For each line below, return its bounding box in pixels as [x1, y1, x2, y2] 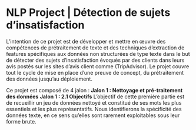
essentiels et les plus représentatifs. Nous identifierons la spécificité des [6, 105, 182, 112]
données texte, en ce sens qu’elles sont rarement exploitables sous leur [6, 112, 180, 119]
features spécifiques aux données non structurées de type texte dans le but [6, 50, 190, 57]
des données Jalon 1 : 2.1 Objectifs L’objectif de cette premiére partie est [6, 93, 184, 100]
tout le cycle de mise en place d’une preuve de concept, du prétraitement [6, 69, 184, 76]
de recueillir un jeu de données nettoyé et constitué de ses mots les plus [6, 99, 182, 106]
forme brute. [6, 118, 36, 125]
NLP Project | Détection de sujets [6, 6, 171, 19]
